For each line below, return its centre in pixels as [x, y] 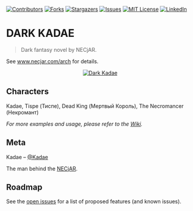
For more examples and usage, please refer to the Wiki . [74, 124]
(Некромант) [22, 112]
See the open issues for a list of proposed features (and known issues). [94, 201]
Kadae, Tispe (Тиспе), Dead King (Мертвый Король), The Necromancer [95, 106]
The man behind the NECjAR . [42, 168]
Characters [27, 91]
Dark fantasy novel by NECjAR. [59, 49]
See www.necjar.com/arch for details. [52, 61]
